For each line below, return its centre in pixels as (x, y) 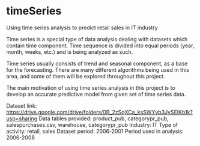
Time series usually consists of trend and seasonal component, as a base (97, 63)
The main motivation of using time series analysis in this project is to (91, 87)
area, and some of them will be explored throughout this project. (86, 76)
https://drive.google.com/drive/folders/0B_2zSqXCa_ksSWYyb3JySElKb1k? (100, 112)
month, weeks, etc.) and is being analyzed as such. (70, 51)
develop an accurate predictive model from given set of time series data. (96, 94)
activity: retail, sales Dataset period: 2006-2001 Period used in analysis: (95, 131)
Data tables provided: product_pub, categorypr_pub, (104, 118)
